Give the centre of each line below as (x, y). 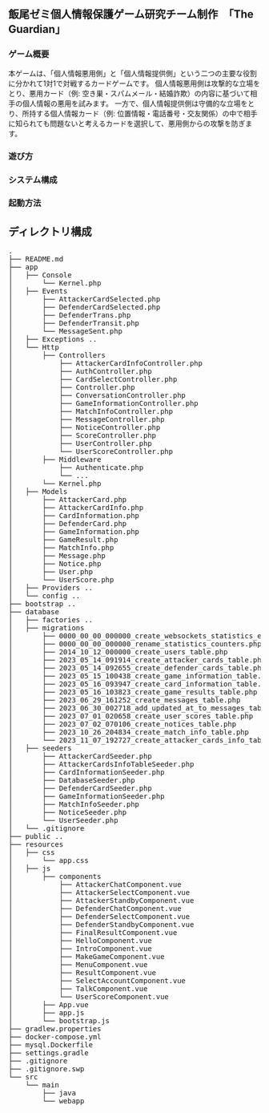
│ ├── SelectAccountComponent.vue (97, 981)
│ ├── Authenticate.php (76, 468)
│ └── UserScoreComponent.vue (89, 997)
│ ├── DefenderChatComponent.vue (95, 909)
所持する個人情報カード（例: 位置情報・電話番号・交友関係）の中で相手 (140, 113)
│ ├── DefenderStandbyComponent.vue (101, 925)
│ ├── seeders (40, 749)
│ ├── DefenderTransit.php (74, 324)
